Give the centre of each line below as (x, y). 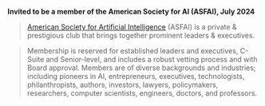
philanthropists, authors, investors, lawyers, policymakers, (123, 84)
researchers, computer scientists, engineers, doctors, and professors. (142, 93)
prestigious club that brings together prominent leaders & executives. (141, 35)
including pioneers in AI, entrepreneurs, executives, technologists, (136, 76)
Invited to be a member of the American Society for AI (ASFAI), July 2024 (131, 12)
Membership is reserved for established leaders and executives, (132, 51)
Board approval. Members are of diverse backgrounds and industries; (141, 68)
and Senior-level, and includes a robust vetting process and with (152, 59)
